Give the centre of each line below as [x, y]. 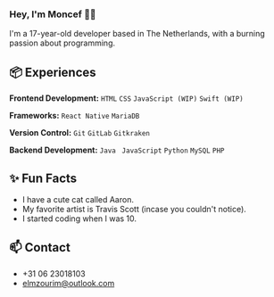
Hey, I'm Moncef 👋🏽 [53, 14]
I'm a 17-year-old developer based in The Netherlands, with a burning [137, 34]
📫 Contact [40, 247]
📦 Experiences [53, 72]
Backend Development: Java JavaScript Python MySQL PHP [117, 150]
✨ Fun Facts [43, 178]
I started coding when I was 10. [79, 219]
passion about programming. [62, 43]
